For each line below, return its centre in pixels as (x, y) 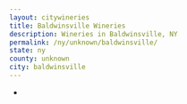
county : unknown (39, 59)
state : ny (28, 51)
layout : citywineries (50, 17)
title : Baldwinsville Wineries (68, 26)
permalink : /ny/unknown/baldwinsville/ (84, 42)
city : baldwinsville (48, 68)
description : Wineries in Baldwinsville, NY (93, 34)
